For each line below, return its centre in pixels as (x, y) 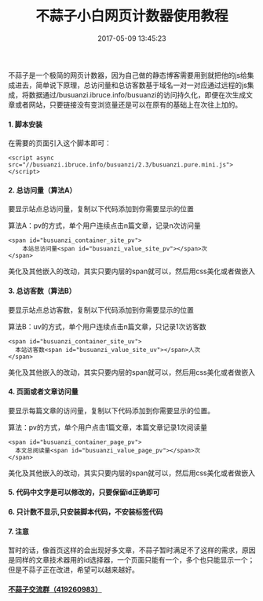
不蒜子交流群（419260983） (55, 589)
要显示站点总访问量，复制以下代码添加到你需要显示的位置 (101, 209)
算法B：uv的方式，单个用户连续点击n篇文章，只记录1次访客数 (107, 326)
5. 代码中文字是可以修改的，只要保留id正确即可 (84, 493)
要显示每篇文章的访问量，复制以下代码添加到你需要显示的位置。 (111, 410)
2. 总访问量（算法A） (42, 190)
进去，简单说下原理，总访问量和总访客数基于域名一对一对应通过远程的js (131, 85)
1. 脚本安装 (26, 124)
